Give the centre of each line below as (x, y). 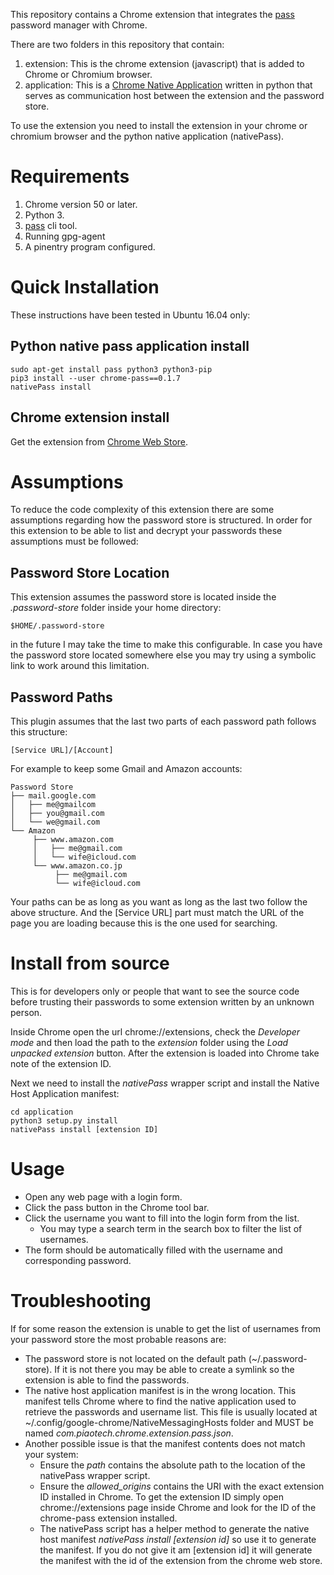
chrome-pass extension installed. (108, 1518)
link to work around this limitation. (80, 666)
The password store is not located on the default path (135, 1358)
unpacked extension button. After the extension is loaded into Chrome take (165, 1053)
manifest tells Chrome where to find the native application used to (160, 1401)
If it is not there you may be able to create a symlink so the (174, 1369)
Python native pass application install (130, 346)
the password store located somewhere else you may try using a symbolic (163, 655)
